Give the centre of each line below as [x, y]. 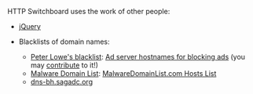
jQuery [29, 26]
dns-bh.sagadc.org [62, 82]
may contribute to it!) [64, 65]
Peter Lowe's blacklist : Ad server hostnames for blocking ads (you [137, 57]
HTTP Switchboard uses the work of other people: [89, 11]
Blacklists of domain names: [64, 42]
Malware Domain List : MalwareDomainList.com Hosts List [123, 73]
